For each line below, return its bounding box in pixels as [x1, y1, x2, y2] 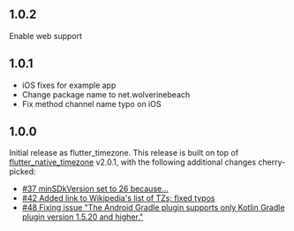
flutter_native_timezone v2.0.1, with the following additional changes [9, 157, 257, 167]
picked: [9, 166, 37, 177]
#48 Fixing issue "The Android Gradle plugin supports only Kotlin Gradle [21, 203, 285, 213]
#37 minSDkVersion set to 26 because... [21, 183, 170, 194]
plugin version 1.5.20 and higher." [21, 212, 144, 222]
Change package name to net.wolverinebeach [21, 89, 191, 100]
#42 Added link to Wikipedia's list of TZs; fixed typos [21, 193, 215, 204]
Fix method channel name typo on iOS [21, 98, 162, 109]
